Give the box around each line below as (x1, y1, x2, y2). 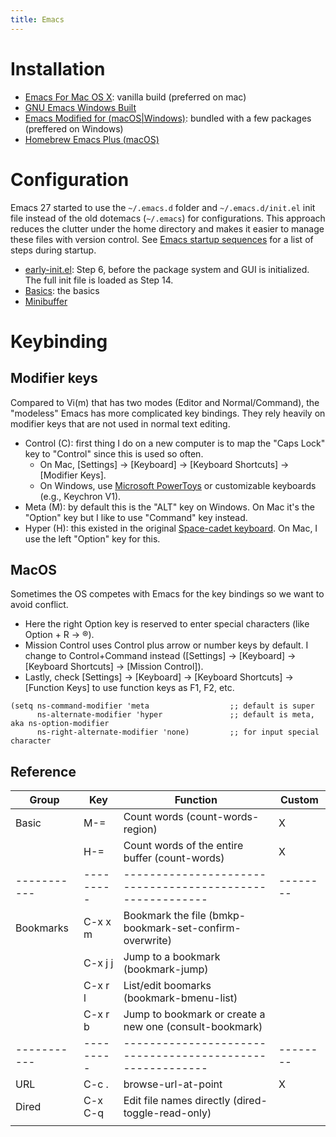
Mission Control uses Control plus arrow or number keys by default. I (24, 639, 309, 651)
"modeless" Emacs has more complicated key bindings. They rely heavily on (10, 407, 326, 419)
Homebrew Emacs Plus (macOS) (24, 133, 160, 145)
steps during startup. (10, 244, 97, 256)
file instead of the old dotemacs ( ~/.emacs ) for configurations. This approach (10, 212, 326, 224)
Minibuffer (24, 295, 68, 307)
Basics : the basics (24, 284, 100, 296)
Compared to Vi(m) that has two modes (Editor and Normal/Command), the (10, 396, 320, 408)
